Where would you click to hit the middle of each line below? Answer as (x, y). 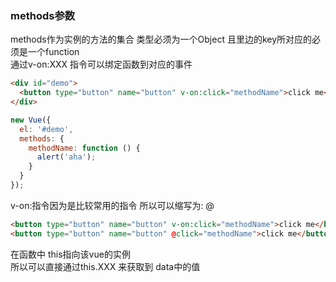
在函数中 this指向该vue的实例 (70, 254)
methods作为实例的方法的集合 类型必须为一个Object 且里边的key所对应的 (161, 39)
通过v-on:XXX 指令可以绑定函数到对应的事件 (101, 64)
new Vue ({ (31, 120)
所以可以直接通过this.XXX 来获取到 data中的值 (105, 266)
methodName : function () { (84, 148)
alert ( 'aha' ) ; (66, 157)
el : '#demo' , (46, 129)
